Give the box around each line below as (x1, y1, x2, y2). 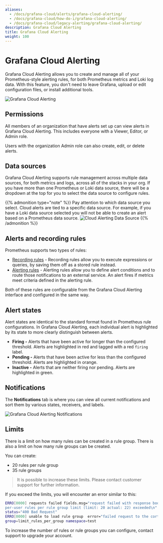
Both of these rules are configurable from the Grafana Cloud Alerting (5, 287, 142, 293)
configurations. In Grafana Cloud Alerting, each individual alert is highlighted (5, 324, 158, 330)
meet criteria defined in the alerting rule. (12, 277, 93, 283)
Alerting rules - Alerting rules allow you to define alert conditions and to (12, 267, 155, 273)
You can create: (5, 453, 37, 458)
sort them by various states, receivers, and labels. (5, 402, 105, 407)
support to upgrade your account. (5, 533, 73, 539)
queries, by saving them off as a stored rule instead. (12, 262, 116, 268)
